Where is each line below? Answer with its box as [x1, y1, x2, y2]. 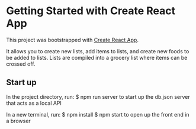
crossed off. [6, 60, 36, 67]
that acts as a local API [6, 99, 62, 107]
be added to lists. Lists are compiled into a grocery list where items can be [6, 54, 188, 61]
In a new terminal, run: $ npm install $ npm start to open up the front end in [6, 111, 189, 118]
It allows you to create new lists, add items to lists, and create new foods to [6, 47, 189, 54]
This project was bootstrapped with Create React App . [6, 36, 139, 43]
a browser [6, 117, 31, 124]
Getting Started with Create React [6, 4, 176, 18]
